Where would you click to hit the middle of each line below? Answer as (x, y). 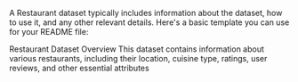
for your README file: (49, 32)
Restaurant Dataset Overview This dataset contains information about (137, 49)
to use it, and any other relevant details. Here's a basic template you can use (149, 22)
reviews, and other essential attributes (79, 68)
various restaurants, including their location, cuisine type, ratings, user (138, 58)
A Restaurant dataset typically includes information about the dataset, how (146, 13)
